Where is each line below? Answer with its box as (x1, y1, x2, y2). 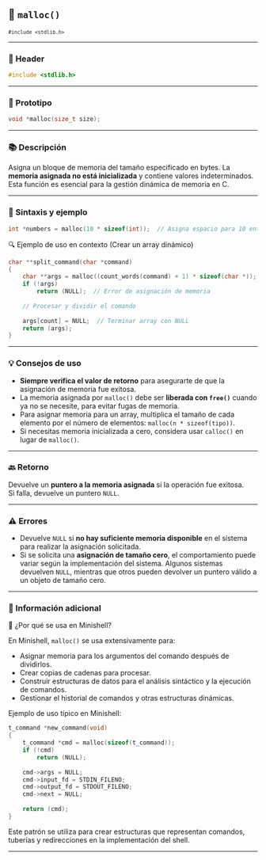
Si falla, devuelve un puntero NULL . (8, 488, 120, 497)
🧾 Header (8, 53, 45, 64)
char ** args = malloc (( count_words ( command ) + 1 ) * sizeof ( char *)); (22, 272, 257, 281)
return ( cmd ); (22, 805, 69, 813)
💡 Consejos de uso (8, 358, 82, 369)
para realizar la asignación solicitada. (19, 542, 141, 551)
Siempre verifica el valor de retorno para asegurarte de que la (19, 375, 226, 385)
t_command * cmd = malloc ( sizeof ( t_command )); (22, 739, 176, 747)
